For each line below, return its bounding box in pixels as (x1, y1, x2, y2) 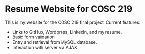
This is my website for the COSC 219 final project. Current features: (5, 19, 141, 25)
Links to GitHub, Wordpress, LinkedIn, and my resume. (12, 29, 122, 35)
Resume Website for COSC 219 (5, 3, 133, 15)
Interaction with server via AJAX (12, 44, 77, 50)
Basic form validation (12, 34, 55, 40)
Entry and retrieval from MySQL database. (12, 39, 97, 45)
